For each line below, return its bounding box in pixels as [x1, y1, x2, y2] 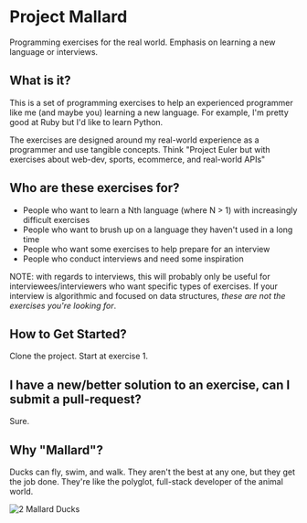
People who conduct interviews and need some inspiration [22, 253, 244, 264]
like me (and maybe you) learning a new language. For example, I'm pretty [9, 107, 290, 118]
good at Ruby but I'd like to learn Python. [9, 116, 164, 127]
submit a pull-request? [9, 391, 142, 407]
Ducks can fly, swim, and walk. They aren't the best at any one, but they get [9, 466, 295, 477]
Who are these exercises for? [9, 180, 180, 196]
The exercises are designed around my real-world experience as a [9, 134, 259, 145]
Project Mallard [9, 6, 128, 27]
